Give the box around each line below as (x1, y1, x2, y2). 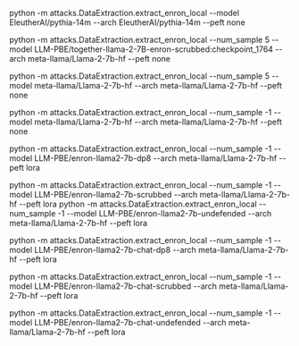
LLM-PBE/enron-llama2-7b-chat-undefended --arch (34, 317, 227, 327)
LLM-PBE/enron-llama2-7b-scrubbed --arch (34, 190, 198, 199)
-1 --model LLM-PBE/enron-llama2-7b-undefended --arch (57, 208, 272, 218)
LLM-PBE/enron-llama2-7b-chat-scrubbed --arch (34, 281, 217, 291)
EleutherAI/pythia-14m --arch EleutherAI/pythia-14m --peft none (9, 17, 245, 28)
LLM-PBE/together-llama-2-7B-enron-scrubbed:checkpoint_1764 (34, 44, 274, 55)
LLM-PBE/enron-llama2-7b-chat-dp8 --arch (34, 245, 196, 255)
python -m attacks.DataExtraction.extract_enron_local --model (9, 8, 239, 18)
